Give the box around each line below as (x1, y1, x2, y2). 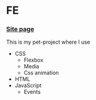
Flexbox (23, 56, 44, 63)
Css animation (23, 69, 59, 77)
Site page (6, 25, 35, 34)
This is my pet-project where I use (6, 38, 91, 46)
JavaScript (14, 82, 42, 89)
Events (23, 88, 41, 96)
